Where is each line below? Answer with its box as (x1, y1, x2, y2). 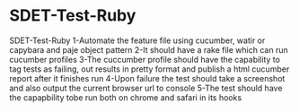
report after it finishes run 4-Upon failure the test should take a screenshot (9, 73, 286, 83)
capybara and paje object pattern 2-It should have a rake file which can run (9, 44, 289, 55)
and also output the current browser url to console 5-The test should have (9, 82, 283, 93)
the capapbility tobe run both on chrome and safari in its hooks (9, 91, 242, 103)
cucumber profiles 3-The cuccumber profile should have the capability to (9, 54, 281, 65)
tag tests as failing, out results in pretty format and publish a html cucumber (9, 64, 290, 74)
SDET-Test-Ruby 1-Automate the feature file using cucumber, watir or (9, 35, 266, 46)
